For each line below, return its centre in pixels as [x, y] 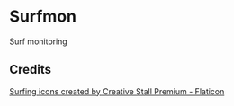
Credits [31, 70]
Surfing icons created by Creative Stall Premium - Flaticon [117, 91]
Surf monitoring [38, 41]
